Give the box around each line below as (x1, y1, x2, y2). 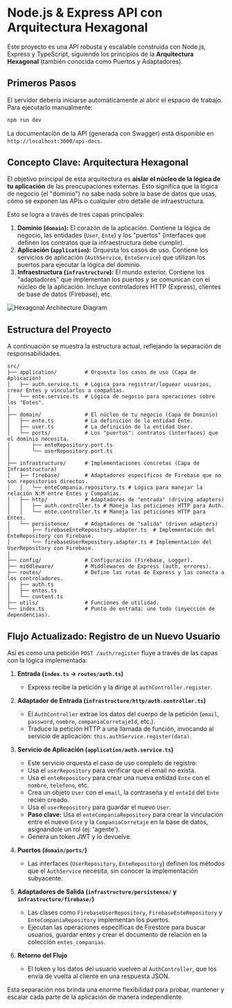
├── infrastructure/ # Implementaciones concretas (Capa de (7, 460, 199, 467)
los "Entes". (7, 399, 45, 406)
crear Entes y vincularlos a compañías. (7, 387, 126, 394)
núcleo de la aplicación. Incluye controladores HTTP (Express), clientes (17, 283, 222, 291)
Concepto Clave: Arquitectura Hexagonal (7, 157, 189, 168)
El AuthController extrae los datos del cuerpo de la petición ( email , (27, 710, 220, 718)
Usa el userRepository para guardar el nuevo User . (27, 803, 172, 812)
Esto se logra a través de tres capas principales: (7, 210, 145, 219)
